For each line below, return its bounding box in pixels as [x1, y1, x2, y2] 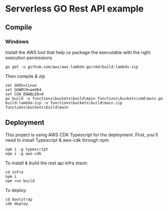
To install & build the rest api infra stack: [5, 160, 89, 166]
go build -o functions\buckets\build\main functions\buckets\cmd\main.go [5, 96, 163, 101]
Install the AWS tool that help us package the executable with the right [5, 49, 151, 55]
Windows [5, 38, 29, 45]
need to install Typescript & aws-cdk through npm [5, 137, 109, 143]
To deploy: [5, 187, 27, 193]
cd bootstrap [5, 196, 33, 202]
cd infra [5, 169, 24, 174]
